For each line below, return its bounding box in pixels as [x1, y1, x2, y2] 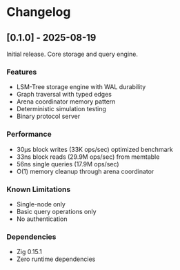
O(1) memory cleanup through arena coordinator [16, 167, 154, 175]
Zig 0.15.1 [16, 248, 42, 256]
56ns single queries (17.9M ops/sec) [16, 160, 119, 168]
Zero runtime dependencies [16, 255, 96, 263]
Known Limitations [6, 184, 71, 194]
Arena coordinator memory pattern [16, 97, 116, 106]
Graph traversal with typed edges [16, 90, 112, 99]
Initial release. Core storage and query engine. [6, 50, 139, 58]
